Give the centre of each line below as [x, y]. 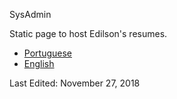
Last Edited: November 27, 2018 [75, 83]
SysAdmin [30, 14]
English [39, 63]
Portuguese [47, 53]
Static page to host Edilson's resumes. [88, 33]
